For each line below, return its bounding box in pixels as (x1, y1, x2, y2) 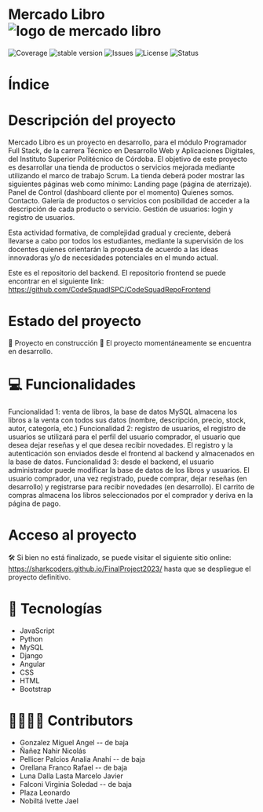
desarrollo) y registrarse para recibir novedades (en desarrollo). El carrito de (8, 481, 255, 492)
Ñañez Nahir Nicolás (19, 746, 86, 755)
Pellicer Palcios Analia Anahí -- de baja (19, 754, 145, 763)
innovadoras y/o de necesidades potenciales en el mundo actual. (8, 253, 218, 262)
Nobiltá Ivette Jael (19, 796, 79, 806)
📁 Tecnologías (8, 600, 103, 618)
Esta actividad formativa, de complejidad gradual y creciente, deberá (8, 228, 232, 237)
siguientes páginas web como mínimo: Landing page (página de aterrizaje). (8, 179, 252, 189)
